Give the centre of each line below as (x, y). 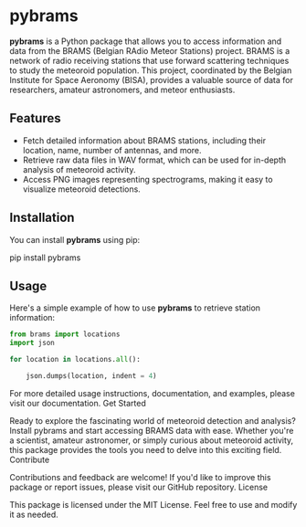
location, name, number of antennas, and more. (112, 150)
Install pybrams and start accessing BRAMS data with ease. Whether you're (152, 430)
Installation (42, 218)
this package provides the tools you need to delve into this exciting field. (146, 449)
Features (35, 118)
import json (32, 343)
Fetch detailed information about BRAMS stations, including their (144, 140)
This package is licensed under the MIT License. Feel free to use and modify (153, 504)
